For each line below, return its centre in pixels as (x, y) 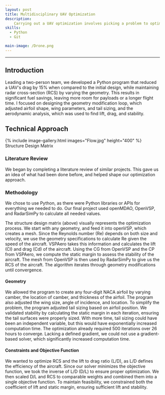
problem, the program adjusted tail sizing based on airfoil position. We (76, 308)
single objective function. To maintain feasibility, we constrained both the (79, 382)
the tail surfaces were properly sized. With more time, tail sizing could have (81, 318)
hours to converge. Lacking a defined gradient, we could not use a (72, 334)
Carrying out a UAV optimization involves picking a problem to (81, 23)
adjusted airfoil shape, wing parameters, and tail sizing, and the (69, 108)
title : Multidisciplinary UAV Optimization (50, 14)
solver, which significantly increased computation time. (74, 339)
